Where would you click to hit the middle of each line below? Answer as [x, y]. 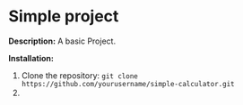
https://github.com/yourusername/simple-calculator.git [128, 84]
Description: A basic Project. [62, 41]
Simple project [64, 16]
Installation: [31, 58]
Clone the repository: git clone [79, 75]
